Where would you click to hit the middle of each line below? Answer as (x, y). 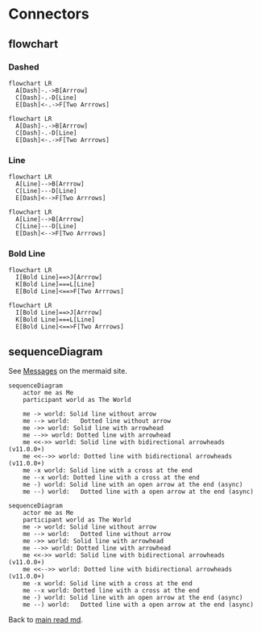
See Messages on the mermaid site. (68, 371)
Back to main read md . (46, 620)
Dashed (24, 67)
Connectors (49, 14)
